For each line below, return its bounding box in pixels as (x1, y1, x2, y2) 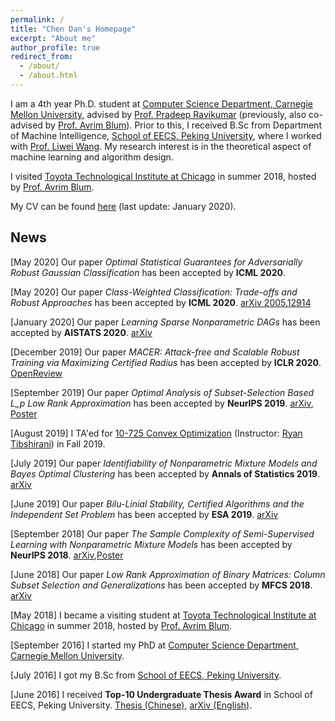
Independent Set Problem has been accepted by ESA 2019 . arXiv (10, 508, 279, 520)
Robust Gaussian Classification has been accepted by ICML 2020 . (10, 266, 286, 278)
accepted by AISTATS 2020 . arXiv (10, 326, 153, 338)
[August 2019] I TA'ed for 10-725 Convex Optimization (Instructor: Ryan (10, 427, 303, 439)
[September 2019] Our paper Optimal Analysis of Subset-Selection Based (10, 386, 315, 398)
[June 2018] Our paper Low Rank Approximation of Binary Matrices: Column (10, 568, 326, 580)
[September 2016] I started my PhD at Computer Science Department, (10, 639, 299, 651)
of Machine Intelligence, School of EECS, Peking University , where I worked (10, 129, 322, 141)
